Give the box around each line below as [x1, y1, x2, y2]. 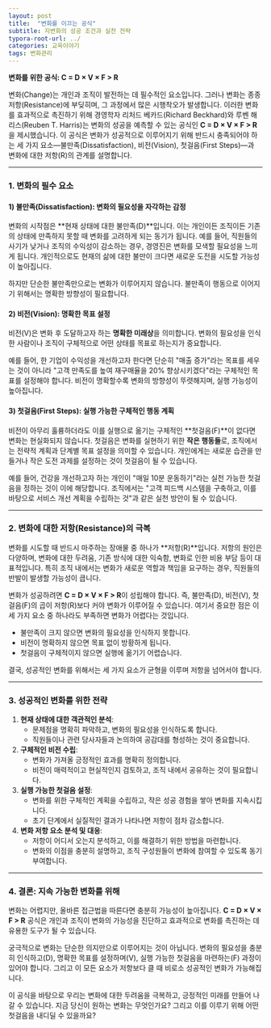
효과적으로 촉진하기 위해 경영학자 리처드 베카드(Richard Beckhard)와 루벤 [16, 110, 249, 120]
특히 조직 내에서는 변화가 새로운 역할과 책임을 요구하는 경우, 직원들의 [44, 562, 261, 572]
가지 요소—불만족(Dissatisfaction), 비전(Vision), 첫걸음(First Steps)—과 [25, 141, 255, 150]
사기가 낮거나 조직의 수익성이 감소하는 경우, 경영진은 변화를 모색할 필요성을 [8, 242, 244, 251]
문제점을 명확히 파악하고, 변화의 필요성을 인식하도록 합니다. [31, 725, 218, 735]
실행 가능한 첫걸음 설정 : [19, 786, 93, 795]
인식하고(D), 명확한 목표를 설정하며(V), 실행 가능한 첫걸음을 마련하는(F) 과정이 [16, 953, 262, 963]
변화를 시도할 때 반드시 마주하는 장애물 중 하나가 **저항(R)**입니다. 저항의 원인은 [8, 542, 262, 552]
